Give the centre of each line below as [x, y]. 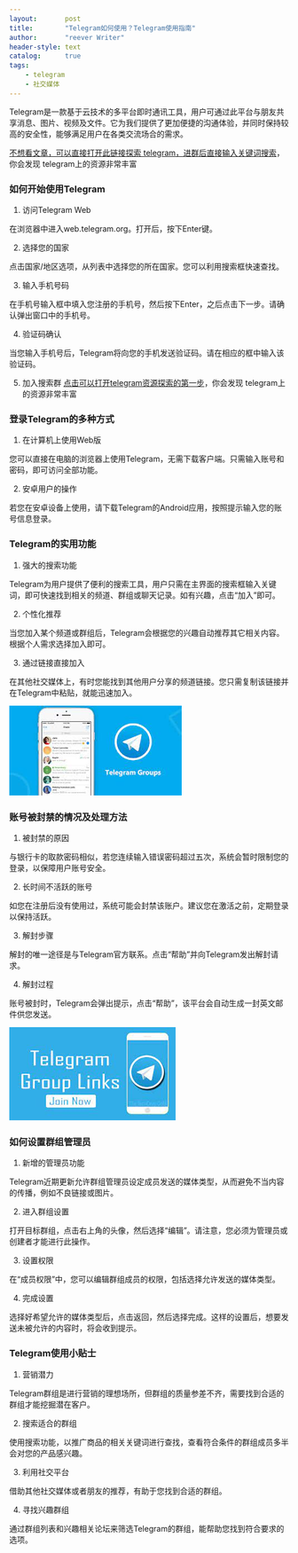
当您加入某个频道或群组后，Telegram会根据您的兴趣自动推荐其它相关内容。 [147, 632]
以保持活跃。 [32, 916]
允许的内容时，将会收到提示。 [87, 1328]
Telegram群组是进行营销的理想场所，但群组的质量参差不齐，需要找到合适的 [147, 1393]
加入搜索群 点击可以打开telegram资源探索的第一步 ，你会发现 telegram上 [153, 383]
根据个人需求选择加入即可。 [60, 644]
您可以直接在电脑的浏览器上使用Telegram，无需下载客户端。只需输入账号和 [147, 459]
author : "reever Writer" [67, 37]
